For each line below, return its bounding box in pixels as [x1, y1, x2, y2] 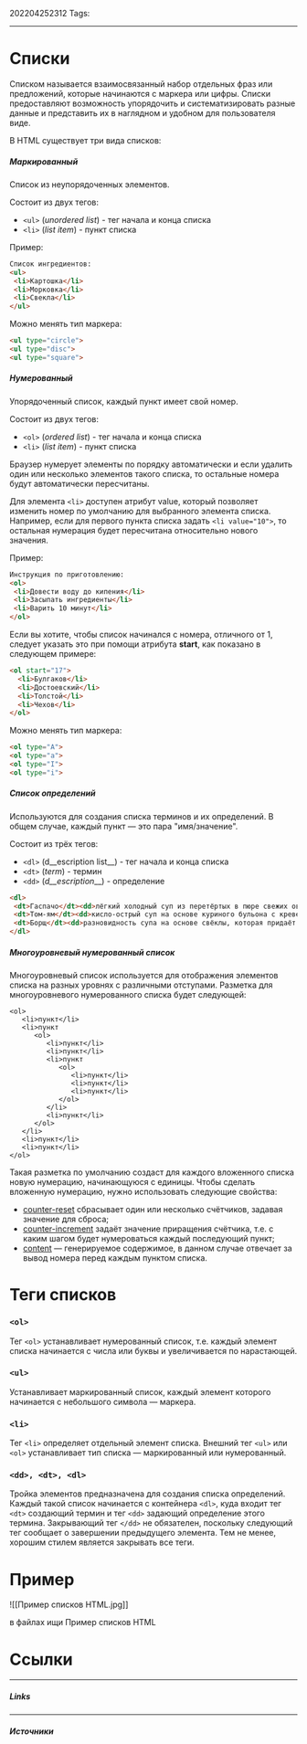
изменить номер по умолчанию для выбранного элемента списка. [9, 505, 271, 516]
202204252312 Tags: [9, 8, 90, 18]
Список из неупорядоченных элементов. [9, 178, 171, 190]
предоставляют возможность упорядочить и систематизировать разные [9, 98, 296, 109]
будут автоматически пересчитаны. [9, 478, 150, 489]
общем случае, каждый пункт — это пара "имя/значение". [9, 820, 238, 831]
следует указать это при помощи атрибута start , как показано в [9, 639, 261, 650]
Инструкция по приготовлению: [9, 570, 125, 579]
